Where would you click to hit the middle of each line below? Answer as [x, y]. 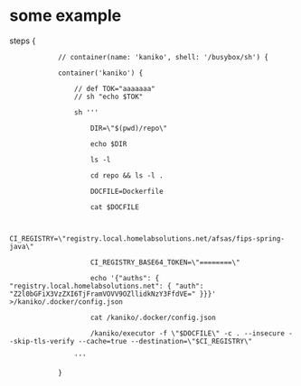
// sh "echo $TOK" [108, 96]
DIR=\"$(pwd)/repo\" [129, 128]
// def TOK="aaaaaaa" [114, 88]
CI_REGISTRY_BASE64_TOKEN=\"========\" [165, 262]
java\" [22, 246]
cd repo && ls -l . [127, 175]
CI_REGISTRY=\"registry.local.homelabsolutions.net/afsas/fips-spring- [147, 239]
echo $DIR [108, 144]
